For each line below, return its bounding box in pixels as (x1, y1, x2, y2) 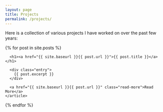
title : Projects (5, 12, 39, 17)
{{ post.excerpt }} (14, 72, 54, 77)
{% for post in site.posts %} (5, 45, 62, 51)
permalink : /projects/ (5, 16, 52, 21)
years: (5, 35, 18, 41)
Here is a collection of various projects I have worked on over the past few (5, 30, 157, 36)
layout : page (5, 7, 32, 12)
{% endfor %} (5, 102, 34, 108)
